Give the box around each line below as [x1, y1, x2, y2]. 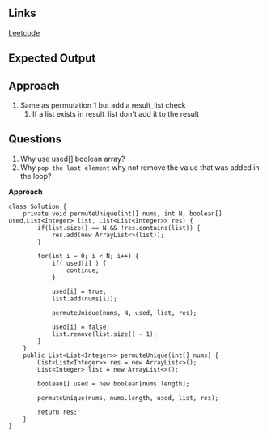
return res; [37, 408, 78, 416]
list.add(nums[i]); [51, 295, 117, 303]
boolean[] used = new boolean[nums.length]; [37, 380, 190, 388]
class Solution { [8, 202, 67, 210]
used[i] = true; [51, 287, 107, 296]
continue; [66, 266, 100, 274]
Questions [8, 133, 62, 147]
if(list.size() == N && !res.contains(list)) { [37, 223, 201, 232]
